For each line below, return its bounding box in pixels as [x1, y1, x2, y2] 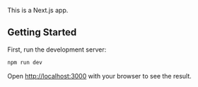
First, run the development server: [7, 45, 107, 54]
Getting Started [7, 26, 77, 38]
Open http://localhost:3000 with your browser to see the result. [7, 71, 192, 80]
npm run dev [7, 59, 42, 66]
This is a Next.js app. [7, 6, 69, 14]
